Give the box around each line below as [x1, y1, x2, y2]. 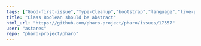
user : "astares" [6, 25, 47, 32]
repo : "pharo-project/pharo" [6, 31, 79, 37]
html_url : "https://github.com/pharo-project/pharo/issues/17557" [6, 20, 175, 26]
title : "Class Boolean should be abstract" [6, 14, 117, 20]
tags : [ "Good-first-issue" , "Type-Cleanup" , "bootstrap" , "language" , [6, 8, 178, 15]
